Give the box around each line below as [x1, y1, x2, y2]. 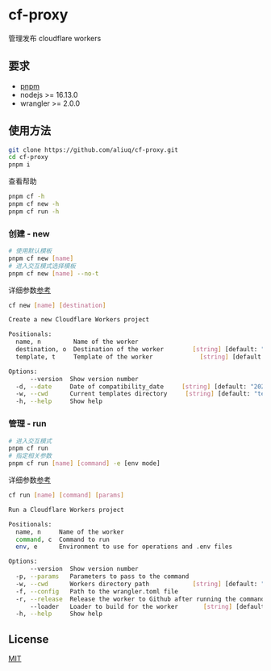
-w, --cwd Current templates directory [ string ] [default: [15, 390, 251, 398]
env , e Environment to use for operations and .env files [15, 543, 232, 551]
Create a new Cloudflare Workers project [8, 316, 150, 324]
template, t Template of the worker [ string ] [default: [15, 353, 265, 361]
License [8, 632, 49, 646]
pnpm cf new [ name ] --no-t [8, 269, 99, 278]
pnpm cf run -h [8, 208, 60, 216]
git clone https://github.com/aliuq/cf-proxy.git [8, 145, 179, 154]
